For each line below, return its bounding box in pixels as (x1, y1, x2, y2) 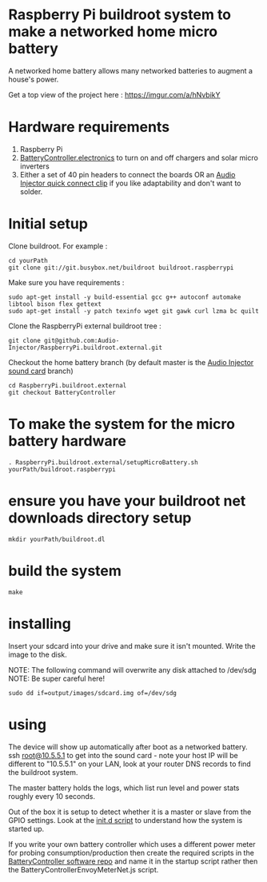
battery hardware (8, 432, 126, 450)
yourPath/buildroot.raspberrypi (8, 465, 116, 473)
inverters (19, 161, 50, 171)
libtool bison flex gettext (8, 300, 102, 308)
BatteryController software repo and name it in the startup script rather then (8, 856, 258, 866)
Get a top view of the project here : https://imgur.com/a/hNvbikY (8, 89, 221, 99)
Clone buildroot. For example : (8, 241, 108, 251)
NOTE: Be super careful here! (8, 673, 106, 683)
